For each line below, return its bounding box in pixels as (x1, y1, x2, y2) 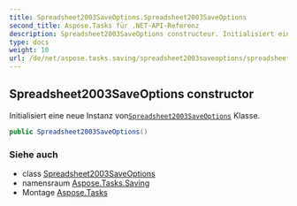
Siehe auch (9, 148, 59, 160)
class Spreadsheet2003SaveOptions (21, 168, 156, 179)
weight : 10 (9, 46, 49, 55)
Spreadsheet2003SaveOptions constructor (9, 87, 255, 102)
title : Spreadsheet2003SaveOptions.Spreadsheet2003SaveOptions (9, 12, 247, 22)
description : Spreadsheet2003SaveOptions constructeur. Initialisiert (9, 29, 275, 38)
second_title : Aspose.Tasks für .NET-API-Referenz (9, 21, 200, 30)
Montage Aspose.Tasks (21, 187, 108, 197)
